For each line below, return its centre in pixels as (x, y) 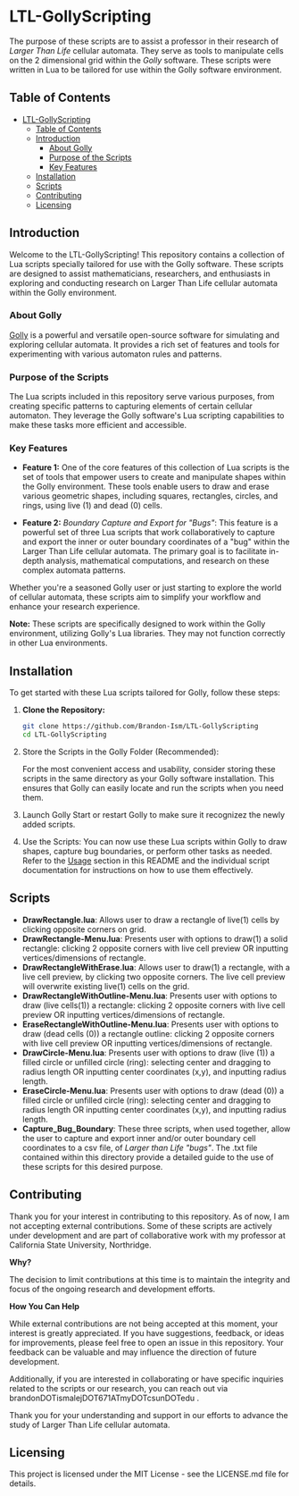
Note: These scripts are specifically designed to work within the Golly (137, 624)
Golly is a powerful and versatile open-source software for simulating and (144, 335)
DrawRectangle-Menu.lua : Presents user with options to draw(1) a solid (155, 938)
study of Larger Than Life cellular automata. (90, 1425)
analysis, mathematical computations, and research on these (158, 561)
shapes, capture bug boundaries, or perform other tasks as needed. (147, 852)
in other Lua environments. (58, 643)
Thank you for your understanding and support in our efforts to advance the (149, 1415)
